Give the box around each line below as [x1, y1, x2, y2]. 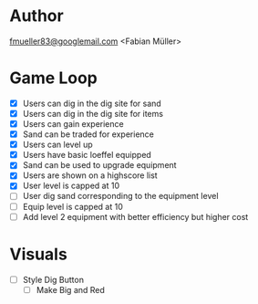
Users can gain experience [22, 119, 125, 129]
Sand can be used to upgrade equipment [22, 160, 177, 171]
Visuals [9, 244, 68, 265]
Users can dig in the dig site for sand [22, 98, 161, 109]
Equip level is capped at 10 [22, 201, 123, 212]
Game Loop [9, 68, 98, 89]
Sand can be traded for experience [22, 129, 155, 140]
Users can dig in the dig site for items [22, 108, 164, 119]
